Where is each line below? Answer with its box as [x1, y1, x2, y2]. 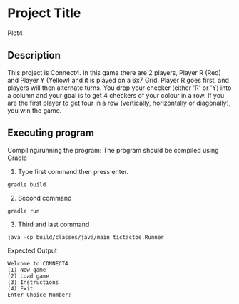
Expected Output [7, 246, 57, 255]
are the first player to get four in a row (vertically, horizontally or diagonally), [7, 98, 231, 107]
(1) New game [7, 266, 46, 273]
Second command [17, 193, 72, 202]
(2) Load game [7, 273, 50, 280]
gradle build [7, 181, 46, 188]
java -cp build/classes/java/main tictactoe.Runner [7, 233, 164, 240]
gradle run [7, 207, 40, 215]
